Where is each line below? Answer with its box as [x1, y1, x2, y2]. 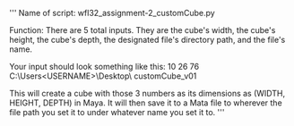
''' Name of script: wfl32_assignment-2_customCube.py [9, 8, 215, 18]
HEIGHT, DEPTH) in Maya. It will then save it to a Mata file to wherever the [9, 97, 282, 108]
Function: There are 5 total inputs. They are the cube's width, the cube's [9, 25, 276, 35]
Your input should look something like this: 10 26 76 [9, 62, 200, 71]
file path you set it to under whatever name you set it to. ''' [9, 107, 225, 117]
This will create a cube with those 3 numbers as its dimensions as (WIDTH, [9, 88, 285, 98]
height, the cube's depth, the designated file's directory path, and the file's [9, 35, 286, 45]
